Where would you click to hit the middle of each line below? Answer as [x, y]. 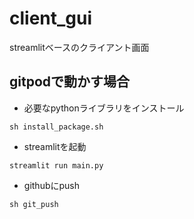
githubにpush [52, 185]
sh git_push [34, 204]
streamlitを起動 [55, 146]
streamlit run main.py [56, 165]
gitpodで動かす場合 [70, 82]
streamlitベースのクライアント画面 [79, 47]
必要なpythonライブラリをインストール [104, 108]
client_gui [51, 18]
